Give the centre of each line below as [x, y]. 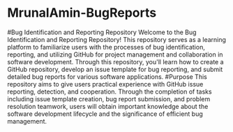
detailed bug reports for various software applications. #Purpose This [107, 76]
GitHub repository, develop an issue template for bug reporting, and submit [115, 69]
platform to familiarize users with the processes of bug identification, [106, 47]
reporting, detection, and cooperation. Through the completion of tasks [110, 91]
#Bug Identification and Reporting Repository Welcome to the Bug [102, 32]
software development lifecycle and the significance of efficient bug [105, 114]
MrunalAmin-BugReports [82, 13]
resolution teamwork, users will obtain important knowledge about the [108, 106]
